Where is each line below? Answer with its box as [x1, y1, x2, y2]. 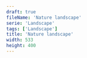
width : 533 [6, 37, 34, 43]
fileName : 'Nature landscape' [6, 14, 82, 21]
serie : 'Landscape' [6, 20, 55, 26]
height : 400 [6, 43, 36, 49]
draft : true [6, 8, 36, 15]
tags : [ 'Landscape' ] [6, 25, 58, 32]
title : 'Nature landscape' [6, 31, 74, 37]
